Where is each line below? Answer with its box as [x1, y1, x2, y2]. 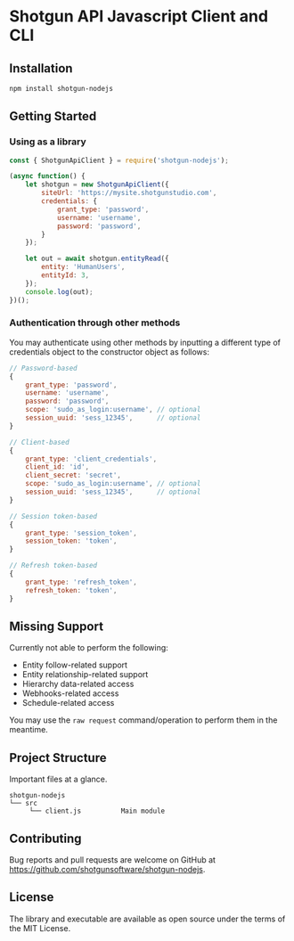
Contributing [9, 831, 82, 846]
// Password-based [9, 364, 78, 372]
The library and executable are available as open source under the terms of [9, 913, 286, 924]
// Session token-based [9, 511, 98, 520]
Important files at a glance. [9, 773, 108, 785]
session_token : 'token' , [25, 536, 118, 545]
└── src [9, 799, 38, 808]
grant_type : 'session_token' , [25, 528, 138, 537]
